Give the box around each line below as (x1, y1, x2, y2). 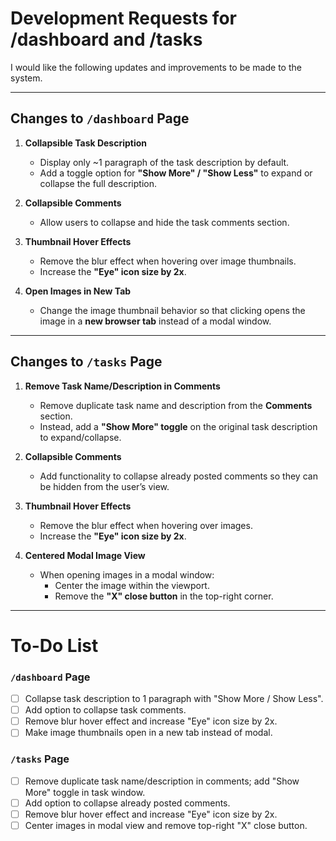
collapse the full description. (39, 177, 157, 189)
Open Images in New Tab (24, 285, 132, 297)
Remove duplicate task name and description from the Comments (39, 399, 313, 411)
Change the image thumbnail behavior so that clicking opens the (39, 304, 306, 316)
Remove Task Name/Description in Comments (24, 380, 221, 392)
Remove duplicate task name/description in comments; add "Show (24, 775, 300, 787)
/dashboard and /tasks (10, 28, 203, 51)
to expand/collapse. (39, 431, 122, 443)
